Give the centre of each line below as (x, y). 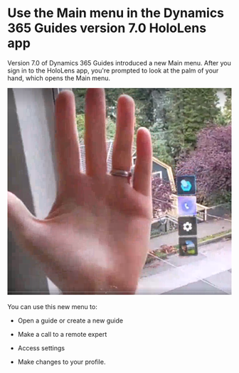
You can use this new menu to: (52, 306)
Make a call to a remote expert (62, 334)
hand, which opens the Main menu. (59, 78)
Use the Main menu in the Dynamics (116, 13)
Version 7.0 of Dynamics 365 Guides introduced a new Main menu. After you (119, 63)
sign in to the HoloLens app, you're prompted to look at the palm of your (113, 70)
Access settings (41, 348)
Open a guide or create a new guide (70, 320)
